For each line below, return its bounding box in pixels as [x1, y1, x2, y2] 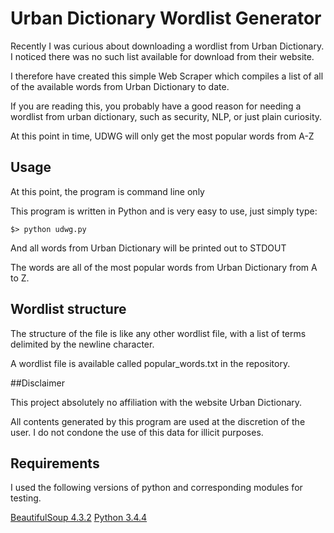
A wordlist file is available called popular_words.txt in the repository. [10, 357, 291, 369]
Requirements [10, 455, 100, 472]
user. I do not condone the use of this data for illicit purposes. [10, 426, 264, 438]
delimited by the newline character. [10, 338, 155, 350]
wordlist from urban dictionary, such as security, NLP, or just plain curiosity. [10, 110, 323, 122]
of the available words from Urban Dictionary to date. [10, 80, 230, 92]
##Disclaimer [10, 377, 65, 389]
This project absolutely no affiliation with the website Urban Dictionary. [10, 396, 303, 408]
